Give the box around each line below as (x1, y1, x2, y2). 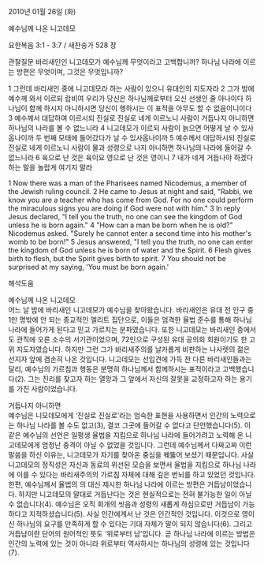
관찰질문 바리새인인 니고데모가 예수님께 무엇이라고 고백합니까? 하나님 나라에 (8, 58, 242, 66)
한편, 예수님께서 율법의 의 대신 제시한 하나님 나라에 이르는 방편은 (8, 480, 206, 489)
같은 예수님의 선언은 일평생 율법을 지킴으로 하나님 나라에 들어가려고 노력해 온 (8, 431, 244, 439)
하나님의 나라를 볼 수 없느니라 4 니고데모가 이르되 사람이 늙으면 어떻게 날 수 (8, 123, 240, 133)
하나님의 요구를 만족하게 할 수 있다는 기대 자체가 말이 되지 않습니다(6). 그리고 (16, 519, 253, 529)
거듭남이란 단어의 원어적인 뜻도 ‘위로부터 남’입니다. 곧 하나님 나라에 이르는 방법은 (8, 529, 256, 538)
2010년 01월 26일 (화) (8, 7, 76, 16)
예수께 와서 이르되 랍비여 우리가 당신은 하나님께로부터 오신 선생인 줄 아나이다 (8, 94, 244, 103)
